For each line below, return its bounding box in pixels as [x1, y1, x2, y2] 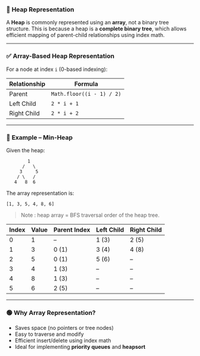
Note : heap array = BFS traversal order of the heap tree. [20, 211, 160, 218]
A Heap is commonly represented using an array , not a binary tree [6, 19, 169, 26]
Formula [74, 80, 98, 88]
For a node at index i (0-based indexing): [6, 65, 108, 73]
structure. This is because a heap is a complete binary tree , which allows [6, 25, 187, 32]
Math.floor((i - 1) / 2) [51, 90, 122, 97]
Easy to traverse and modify [14, 330, 85, 338]
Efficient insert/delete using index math [14, 337, 111, 344]
